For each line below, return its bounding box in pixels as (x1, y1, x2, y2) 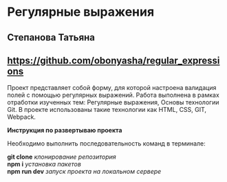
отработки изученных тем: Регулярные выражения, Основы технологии (7, 98, 219, 106)
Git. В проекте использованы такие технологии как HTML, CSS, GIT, (7, 106, 207, 114)
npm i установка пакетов (7, 160, 81, 168)
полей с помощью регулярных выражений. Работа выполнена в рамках (7, 91, 220, 100)
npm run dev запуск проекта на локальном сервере (7, 168, 162, 176)
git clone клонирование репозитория (7, 152, 117, 161)
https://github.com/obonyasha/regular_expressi (7, 54, 220, 66)
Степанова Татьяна (7, 32, 95, 43)
